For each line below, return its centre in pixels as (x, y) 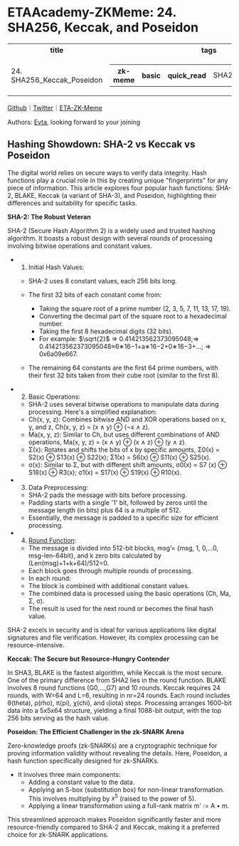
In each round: (49, 578)
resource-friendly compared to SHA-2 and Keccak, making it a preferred (113, 827)
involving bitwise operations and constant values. (80, 246)
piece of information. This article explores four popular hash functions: (111, 188)
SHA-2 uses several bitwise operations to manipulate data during (123, 404)
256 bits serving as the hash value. (59, 718)
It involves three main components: (69, 774)
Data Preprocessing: (58, 487)
